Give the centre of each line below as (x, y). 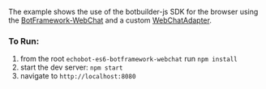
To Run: (24, 41)
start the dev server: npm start (71, 67)
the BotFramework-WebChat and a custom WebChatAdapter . (110, 20)
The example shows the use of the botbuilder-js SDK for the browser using (133, 12)
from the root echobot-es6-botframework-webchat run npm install (129, 59)
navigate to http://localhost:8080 (78, 76)
